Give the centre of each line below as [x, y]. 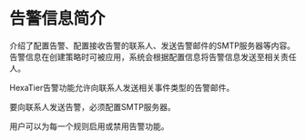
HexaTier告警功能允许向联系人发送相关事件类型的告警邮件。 [122, 87]
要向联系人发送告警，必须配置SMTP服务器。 [92, 106]
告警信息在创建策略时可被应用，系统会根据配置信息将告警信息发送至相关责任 [153, 56]
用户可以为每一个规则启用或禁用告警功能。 [89, 126]
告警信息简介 [58, 19]
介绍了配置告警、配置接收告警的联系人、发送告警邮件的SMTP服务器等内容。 [153, 45]
